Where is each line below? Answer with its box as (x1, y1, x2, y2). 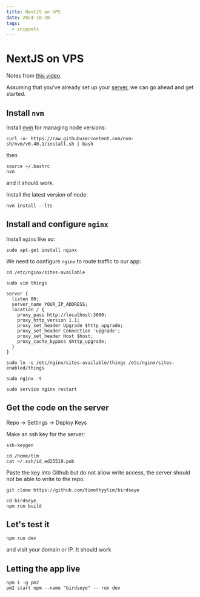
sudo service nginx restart (6, 386, 78, 392)
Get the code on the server (6, 403, 109, 413)
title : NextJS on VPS (6, 8, 61, 15)
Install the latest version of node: (6, 191, 88, 198)
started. (6, 90, 26, 98)
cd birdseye (6, 497, 36, 504)
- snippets (12, 25, 39, 32)
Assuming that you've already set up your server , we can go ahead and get (6, 84, 194, 91)
